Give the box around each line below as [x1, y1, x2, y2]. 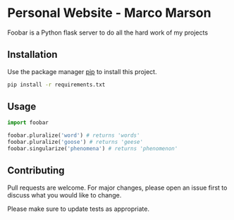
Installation [7, 49, 58, 61]
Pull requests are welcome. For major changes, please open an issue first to [7, 183, 228, 192]
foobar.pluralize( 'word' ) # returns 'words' [7, 132, 140, 139]
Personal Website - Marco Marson [7, 5, 211, 21]
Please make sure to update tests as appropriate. [7, 204, 150, 213]
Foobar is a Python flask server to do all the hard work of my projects [7, 28, 209, 37]
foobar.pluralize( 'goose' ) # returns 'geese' [7, 139, 143, 146]
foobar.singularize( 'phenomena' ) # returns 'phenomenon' [7, 145, 178, 152]
